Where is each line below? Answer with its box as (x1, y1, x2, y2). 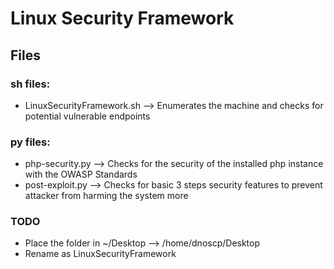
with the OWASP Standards (24, 168, 138, 181)
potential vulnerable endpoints (24, 110, 151, 122)
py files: (10, 135, 51, 149)
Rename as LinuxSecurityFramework (24, 248, 177, 260)
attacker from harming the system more (24, 190, 189, 202)
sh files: (10, 77, 51, 91)
